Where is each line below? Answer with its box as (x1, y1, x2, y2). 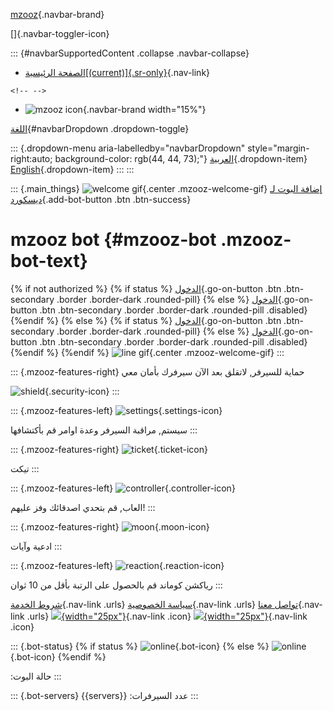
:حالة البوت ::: (10, 670, 62, 682)
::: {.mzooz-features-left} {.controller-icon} (10, 482, 236, 494)
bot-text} (10, 250, 88, 273)
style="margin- (247, 142, 310, 154)
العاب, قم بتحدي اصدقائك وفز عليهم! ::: (10, 501, 156, 513)
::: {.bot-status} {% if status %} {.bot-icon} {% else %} (10, 640, 270, 652)
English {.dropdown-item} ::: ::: (10, 164, 135, 175)
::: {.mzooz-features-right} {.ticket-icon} (10, 443, 208, 455)
